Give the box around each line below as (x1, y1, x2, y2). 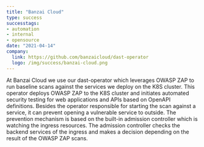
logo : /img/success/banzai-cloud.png (12, 60, 108, 66)
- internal (6, 32, 34, 38)
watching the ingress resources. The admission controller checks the (6, 121, 180, 129)
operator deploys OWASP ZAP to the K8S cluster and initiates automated (6, 89, 189, 97)
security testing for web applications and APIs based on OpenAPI (6, 95, 171, 103)
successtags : (6, 20, 40, 26)
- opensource (6, 37, 40, 43)
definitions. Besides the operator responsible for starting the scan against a (6, 102, 196, 109)
